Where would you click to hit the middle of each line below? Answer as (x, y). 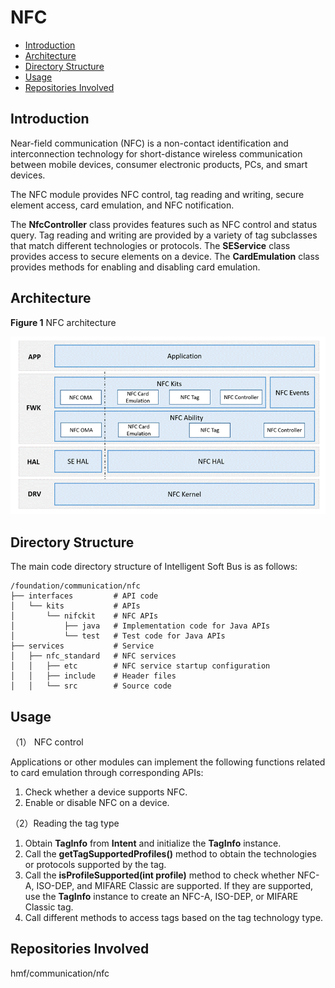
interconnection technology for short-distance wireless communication (156, 153)
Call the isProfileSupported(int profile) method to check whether (159, 875)
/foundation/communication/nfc (75, 586)
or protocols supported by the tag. (95, 865)
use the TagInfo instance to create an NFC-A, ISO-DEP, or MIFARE (161, 897)
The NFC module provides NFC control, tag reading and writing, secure (157, 194)
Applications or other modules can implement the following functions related (168, 762)
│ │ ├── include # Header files (93, 676)
